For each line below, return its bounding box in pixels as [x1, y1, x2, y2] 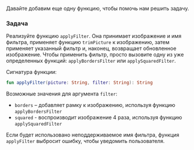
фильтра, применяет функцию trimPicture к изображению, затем [6, 39, 170, 46]
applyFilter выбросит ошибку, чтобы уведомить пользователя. [6, 138, 165, 145]
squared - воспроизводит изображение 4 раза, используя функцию [14, 114, 182, 121]
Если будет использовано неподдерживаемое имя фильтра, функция [6, 131, 179, 138]
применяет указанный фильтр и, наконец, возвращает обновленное [6, 45, 176, 52]
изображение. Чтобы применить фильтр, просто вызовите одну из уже [6, 51, 184, 58]
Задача [6, 19, 28, 27]
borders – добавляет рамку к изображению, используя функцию [14, 102, 175, 109]
